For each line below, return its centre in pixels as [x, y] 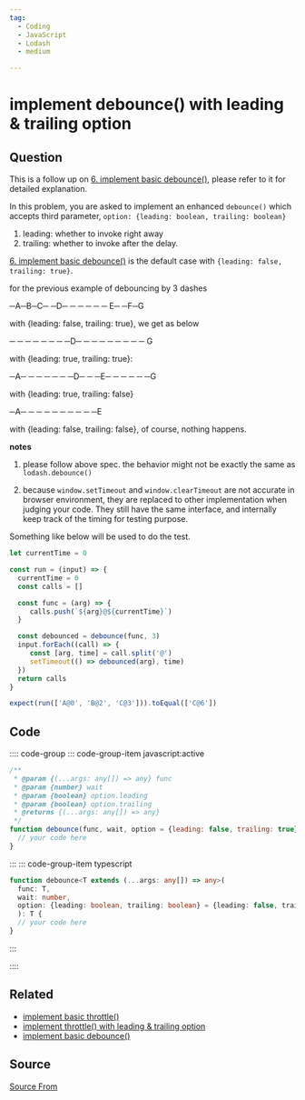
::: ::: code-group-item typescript [71, 864]
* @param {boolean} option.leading [80, 795]
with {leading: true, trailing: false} [72, 394]
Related [32, 995]
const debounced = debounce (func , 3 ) [89, 636]
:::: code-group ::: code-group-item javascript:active [107, 754]
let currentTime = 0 [49, 554]
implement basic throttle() [71, 1016]
